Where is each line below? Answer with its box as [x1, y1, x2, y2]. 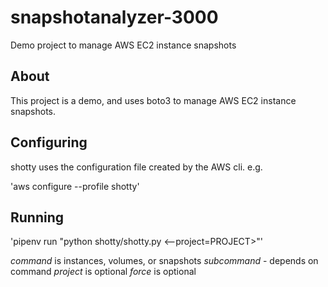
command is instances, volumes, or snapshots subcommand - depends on [10, 255, 319, 267]
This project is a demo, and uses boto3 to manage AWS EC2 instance [10, 94, 297, 106]
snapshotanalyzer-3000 [10, 6, 219, 29]
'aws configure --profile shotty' [10, 180, 140, 192]
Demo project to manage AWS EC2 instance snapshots [10, 39, 237, 51]
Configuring [10, 134, 88, 151]
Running [10, 209, 65, 226]
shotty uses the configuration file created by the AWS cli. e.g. [10, 161, 263, 173]
